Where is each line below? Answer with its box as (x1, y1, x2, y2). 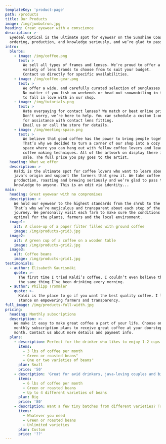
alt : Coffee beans (14, 252, 52, 257)
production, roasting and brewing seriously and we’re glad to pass (14, 178, 158, 183)
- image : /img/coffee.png (14, 53, 68, 59)
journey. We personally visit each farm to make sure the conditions (14, 210, 161, 215)
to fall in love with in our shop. (23, 95, 96, 100)
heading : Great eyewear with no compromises (9, 191, 103, 196)
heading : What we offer (9, 159, 58, 164)
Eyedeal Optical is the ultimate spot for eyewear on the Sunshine (9, 35, 152, 40)
